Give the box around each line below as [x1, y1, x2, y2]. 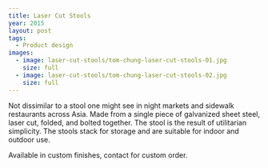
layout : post [8, 26, 52, 34]
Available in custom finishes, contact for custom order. [8, 150, 188, 160]
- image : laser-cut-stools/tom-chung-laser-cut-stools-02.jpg [15, 71, 227, 79]
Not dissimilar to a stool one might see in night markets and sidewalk [8, 101, 234, 110]
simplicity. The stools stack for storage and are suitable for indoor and [8, 126, 240, 136]
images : [8, 49, 34, 57]
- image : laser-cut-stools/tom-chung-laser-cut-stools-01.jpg [15, 57, 227, 65]
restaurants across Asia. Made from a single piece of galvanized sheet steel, [8, 109, 261, 118]
